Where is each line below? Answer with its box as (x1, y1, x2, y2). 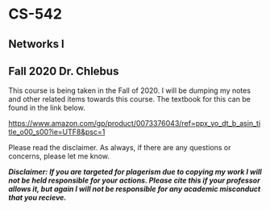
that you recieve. (8, 193, 67, 203)
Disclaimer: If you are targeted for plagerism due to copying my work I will (8, 167, 262, 177)
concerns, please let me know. (8, 151, 110, 162)
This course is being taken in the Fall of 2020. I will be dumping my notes (8, 86, 251, 95)
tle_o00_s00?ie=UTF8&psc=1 (8, 127, 106, 137)
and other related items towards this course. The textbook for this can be (8, 94, 251, 104)
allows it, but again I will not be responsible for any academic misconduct (8, 184, 261, 194)
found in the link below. (8, 103, 86, 113)
